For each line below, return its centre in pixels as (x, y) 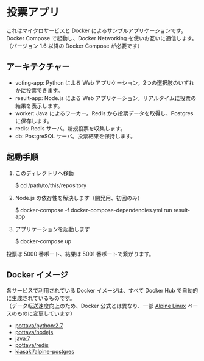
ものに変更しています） (46, 313)
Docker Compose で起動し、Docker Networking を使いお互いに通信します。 (102, 38)
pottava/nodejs (34, 332)
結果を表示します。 (39, 105)
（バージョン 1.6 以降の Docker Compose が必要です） (75, 46)
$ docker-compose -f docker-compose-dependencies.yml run (93, 210)
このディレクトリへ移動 (44, 173)
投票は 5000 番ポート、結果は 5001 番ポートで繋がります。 (80, 254)
